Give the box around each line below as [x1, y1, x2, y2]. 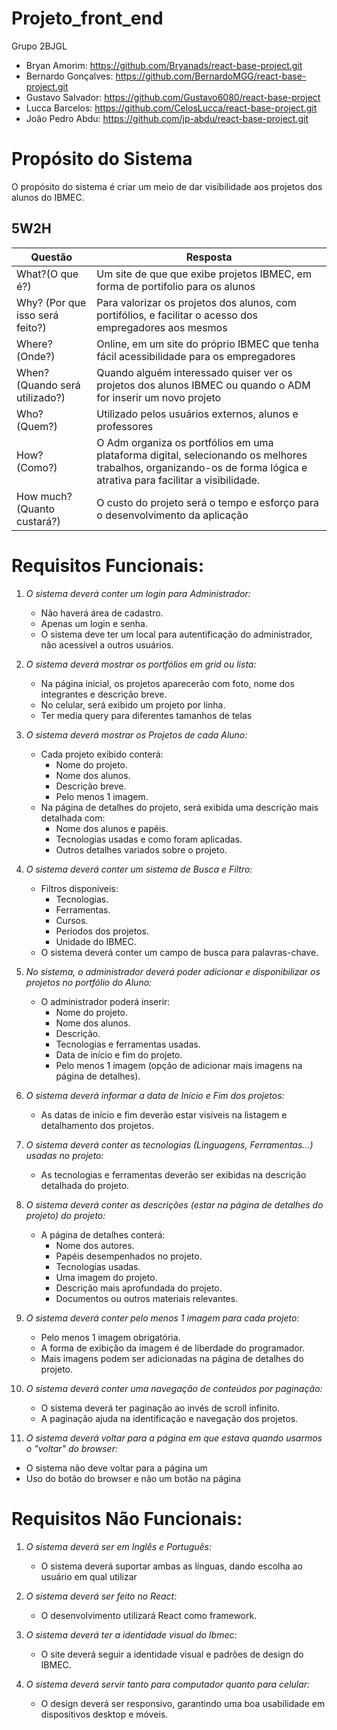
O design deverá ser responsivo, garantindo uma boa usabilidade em [40, 1697, 326, 1709]
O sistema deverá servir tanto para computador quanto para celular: [25, 1678, 311, 1690]
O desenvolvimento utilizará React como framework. [40, 1609, 258, 1621]
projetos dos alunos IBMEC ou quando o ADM [96, 378, 311, 392]
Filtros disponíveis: [40, 882, 119, 894]
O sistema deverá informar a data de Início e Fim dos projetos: [25, 1089, 285, 1101]
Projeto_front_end [11, 7, 164, 30]
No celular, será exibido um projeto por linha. [40, 698, 226, 711]
